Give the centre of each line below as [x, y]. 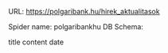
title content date [36, 42]
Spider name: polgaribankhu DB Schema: [76, 26]
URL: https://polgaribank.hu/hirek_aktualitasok [84, 11]
